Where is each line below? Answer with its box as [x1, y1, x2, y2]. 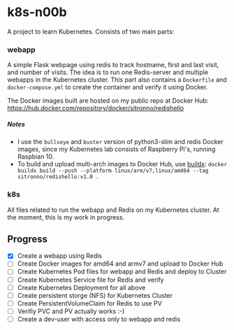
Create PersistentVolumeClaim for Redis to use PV [17, 299, 162, 308]
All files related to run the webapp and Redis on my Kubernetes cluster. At [7, 206, 220, 214]
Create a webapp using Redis [17, 252, 103, 260]
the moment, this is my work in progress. [7, 213, 124, 221]
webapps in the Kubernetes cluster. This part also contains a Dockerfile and [7, 76, 227, 84]
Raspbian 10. [17, 152, 54, 161]
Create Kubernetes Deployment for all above [17, 283, 146, 292]
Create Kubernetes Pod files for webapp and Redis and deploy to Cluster [17, 267, 227, 276]
